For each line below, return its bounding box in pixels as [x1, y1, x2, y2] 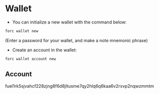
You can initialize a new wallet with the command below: [12, 19, 127, 25]
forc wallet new [5, 28, 38, 33]
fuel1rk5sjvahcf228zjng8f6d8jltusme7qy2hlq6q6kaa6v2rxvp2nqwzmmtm [5, 83, 154, 89]
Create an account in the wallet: [12, 47, 77, 53]
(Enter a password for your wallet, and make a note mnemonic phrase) [5, 37, 148, 43]
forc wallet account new [5, 56, 56, 61]
